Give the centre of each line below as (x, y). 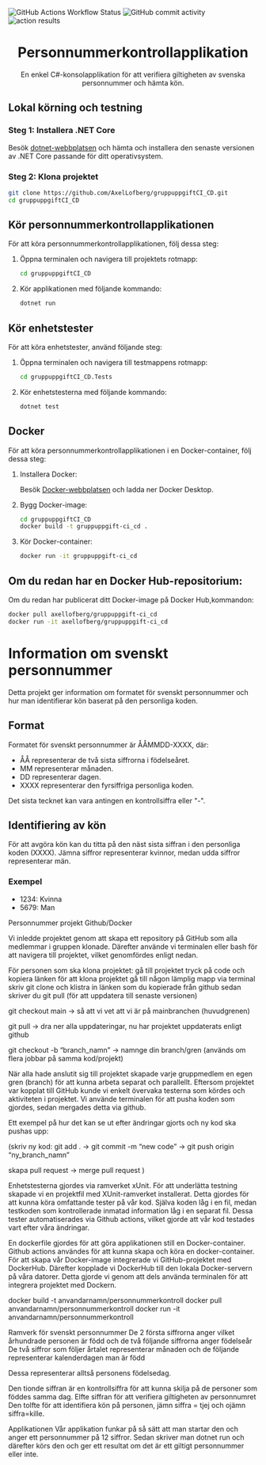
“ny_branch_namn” (39, 1155)
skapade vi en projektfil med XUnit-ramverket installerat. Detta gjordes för (129, 1194)
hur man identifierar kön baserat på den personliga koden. (103, 700)
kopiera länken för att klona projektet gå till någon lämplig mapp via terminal (132, 978)
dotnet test (39, 406)
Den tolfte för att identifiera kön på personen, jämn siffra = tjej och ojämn (127, 1405)
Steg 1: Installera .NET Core (62, 131)
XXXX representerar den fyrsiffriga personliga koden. (106, 785)
